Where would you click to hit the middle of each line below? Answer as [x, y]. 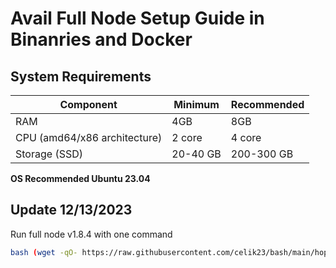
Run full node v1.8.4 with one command [91, 234]
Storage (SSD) [49, 154]
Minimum [196, 104]
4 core [246, 137]
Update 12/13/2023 [71, 210]
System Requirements [81, 76]
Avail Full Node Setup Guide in [137, 18]
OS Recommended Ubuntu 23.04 [80, 178]
